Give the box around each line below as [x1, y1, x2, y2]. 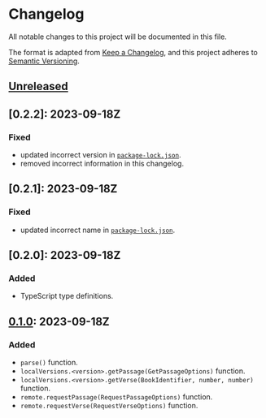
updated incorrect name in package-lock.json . [20, 225, 176, 235]
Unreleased [8, 80, 69, 93]
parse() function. [20, 358, 79, 368]
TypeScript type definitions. [20, 291, 114, 301]
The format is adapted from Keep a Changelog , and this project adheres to [8, 47, 258, 57]
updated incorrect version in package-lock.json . [20, 150, 181, 160]
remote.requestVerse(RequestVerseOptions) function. [20, 401, 198, 411]
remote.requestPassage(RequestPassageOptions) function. [20, 392, 213, 402]
